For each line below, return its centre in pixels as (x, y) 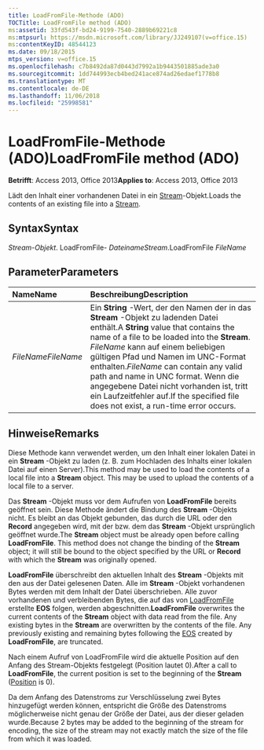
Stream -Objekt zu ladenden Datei (154, 317)
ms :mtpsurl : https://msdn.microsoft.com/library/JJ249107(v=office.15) (128, 37)
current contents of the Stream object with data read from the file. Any (123, 616)
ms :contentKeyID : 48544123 (52, 45)
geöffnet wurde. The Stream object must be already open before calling (124, 534)
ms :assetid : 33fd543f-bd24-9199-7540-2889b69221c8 (93, 30)
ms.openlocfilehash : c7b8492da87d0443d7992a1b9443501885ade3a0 (114, 67)
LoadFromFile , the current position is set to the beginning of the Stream (125, 673)
